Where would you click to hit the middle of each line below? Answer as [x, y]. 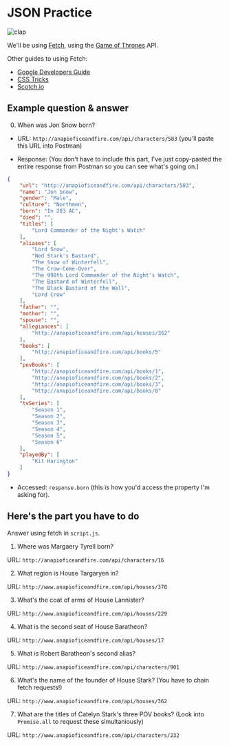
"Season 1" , [49, 410]
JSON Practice [50, 13]
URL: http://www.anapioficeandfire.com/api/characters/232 [94, 735]
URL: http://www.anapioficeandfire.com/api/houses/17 [86, 640]
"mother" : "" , [40, 314]
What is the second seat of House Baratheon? [82, 627]
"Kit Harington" [55, 461]
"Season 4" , [49, 429]
